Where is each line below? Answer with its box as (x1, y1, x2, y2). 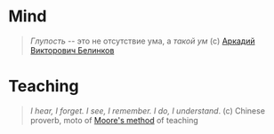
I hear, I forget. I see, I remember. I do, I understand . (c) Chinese (29, 105, 266, 116)
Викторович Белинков (29, 44, 115, 55)
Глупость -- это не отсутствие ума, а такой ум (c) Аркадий (29, 35, 255, 46)
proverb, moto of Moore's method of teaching (29, 114, 199, 125)
